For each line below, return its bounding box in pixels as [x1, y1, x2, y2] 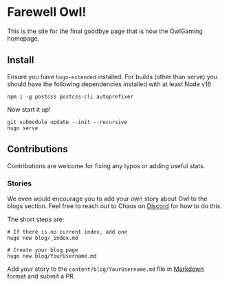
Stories [7, 178, 32, 188]
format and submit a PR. [7, 272, 76, 280]
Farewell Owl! [7, 4, 87, 20]
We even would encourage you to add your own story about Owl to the [7, 194, 208, 203]
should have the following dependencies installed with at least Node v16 [7, 80, 212, 88]
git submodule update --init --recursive [7, 119, 128, 125]
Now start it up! [7, 105, 51, 114]
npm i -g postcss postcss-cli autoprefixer [7, 93, 134, 100]
